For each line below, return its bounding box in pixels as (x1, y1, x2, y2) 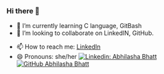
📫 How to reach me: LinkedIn (16, 42, 101, 51)
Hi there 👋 (6, 6, 40, 16)
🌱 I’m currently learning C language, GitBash (16, 22, 142, 30)
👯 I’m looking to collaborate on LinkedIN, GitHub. (16, 29, 154, 37)
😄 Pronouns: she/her (16, 53, 77, 61)
